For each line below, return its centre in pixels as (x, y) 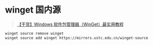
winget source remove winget (34, 33)
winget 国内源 (33, 10)
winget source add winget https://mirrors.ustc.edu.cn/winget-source (77, 38)
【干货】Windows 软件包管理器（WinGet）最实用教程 (70, 24)
